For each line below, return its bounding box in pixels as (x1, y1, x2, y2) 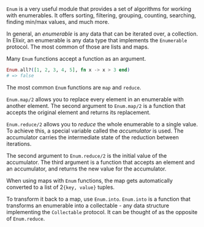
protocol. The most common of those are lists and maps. (6, 43, 149, 50)
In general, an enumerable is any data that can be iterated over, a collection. (6, 30, 198, 37)
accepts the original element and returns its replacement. (6, 109, 151, 116)
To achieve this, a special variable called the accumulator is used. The (6, 127, 184, 134)
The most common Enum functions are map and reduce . (6, 83, 142, 91)
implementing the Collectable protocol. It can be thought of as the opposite (6, 208, 198, 215)
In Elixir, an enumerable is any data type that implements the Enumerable (6, 37, 187, 44)
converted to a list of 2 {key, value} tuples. (6, 183, 115, 191)
